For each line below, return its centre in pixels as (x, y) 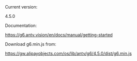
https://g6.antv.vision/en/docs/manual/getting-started (59, 35)
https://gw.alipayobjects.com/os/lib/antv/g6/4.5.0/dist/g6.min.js (68, 53)
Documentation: (21, 25)
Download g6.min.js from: (31, 44)
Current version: (21, 7)
